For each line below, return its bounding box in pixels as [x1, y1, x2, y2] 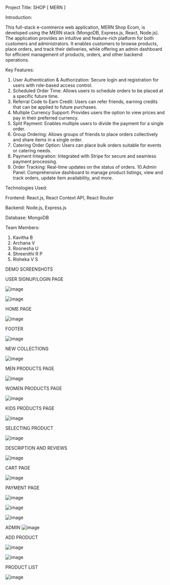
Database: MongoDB [5, 215, 50, 220]
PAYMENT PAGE [5, 485, 40, 491]
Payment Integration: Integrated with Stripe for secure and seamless [12, 153, 157, 159]
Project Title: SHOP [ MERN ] [5, 5, 66, 10]
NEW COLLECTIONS [5, 346, 49, 352]
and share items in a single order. [12, 137, 83, 143]
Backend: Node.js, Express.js [5, 205, 67, 211]
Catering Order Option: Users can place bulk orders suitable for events [12, 142, 162, 148]
